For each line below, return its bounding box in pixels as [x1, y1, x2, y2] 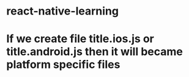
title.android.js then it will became [6, 45, 183, 59]
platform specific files [6, 58, 120, 72]
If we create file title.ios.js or [6, 32, 154, 46]
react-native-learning [6, 4, 119, 18]
